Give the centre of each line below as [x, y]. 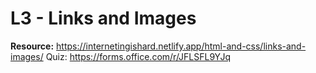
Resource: [32, 46]
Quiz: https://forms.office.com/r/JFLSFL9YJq [138, 56]
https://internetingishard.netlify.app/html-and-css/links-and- [181, 46]
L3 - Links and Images [103, 18]
